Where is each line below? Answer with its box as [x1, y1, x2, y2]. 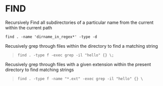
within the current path [5, 24, 52, 30]
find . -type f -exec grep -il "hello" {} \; [17, 53, 114, 58]
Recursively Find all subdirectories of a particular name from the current [5, 19, 154, 25]
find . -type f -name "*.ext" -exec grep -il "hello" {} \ [17, 76, 143, 81]
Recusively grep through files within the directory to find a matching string [5, 43, 158, 49]
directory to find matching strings [5, 67, 74, 73]
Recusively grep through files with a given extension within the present [5, 61, 151, 67]
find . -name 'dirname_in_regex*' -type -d [5, 34, 97, 39]
